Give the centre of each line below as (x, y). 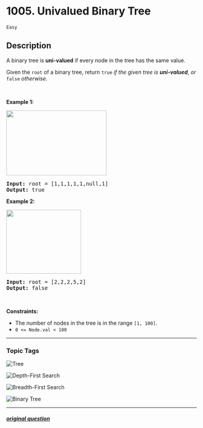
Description (29, 46)
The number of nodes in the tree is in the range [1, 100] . (86, 323)
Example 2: (21, 201)
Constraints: (22, 311)
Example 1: (20, 102)
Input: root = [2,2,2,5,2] (46, 282)
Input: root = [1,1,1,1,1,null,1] (57, 183)
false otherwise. (27, 78)
